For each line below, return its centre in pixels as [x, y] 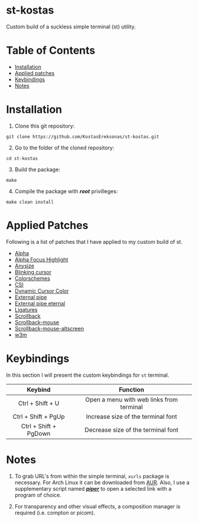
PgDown [39, 433]
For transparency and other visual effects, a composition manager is [98, 506]
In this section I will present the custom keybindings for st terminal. [88, 375]
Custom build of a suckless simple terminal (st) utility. [71, 27]
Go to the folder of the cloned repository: [65, 148]
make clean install [30, 202]
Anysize [24, 266]
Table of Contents [51, 50]
